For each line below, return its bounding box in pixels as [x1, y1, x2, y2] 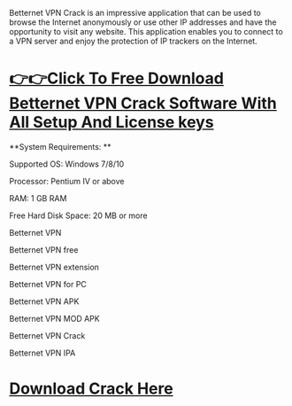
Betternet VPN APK [9, 296, 80, 307]
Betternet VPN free [9, 244, 79, 255]
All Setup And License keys [9, 113, 214, 132]
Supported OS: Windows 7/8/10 [9, 159, 125, 169]
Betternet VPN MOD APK [9, 313, 100, 324]
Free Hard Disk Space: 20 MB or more [9, 210, 148, 221]
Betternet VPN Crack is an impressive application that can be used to [9, 8, 261, 18]
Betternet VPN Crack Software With [9, 93, 277, 113]
